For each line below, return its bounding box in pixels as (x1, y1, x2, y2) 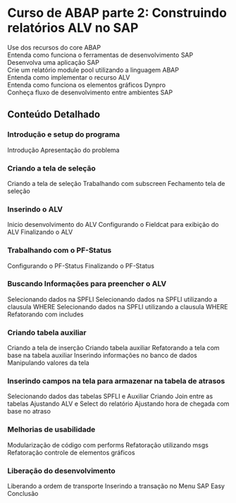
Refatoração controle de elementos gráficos (7, 448, 135, 457)
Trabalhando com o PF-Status (7, 245, 112, 255)
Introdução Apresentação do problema (7, 146, 120, 154)
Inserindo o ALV (7, 204, 63, 214)
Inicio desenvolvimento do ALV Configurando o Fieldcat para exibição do (7, 221, 219, 229)
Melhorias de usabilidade (7, 425, 96, 435)
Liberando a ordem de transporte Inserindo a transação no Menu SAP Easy (7, 482, 225, 490)
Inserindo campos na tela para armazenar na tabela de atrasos (7, 376, 225, 386)
